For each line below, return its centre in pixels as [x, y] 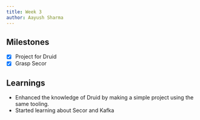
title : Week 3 [24, 12]
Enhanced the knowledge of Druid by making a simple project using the [104, 98]
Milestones [28, 42]
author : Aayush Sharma [35, 18]
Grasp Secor [31, 64]
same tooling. [32, 104]
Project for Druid [36, 57]
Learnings [26, 83]
